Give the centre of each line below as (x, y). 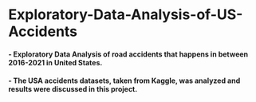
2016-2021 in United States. (55, 62)
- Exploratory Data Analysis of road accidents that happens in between (128, 54)
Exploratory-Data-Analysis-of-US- (126, 15)
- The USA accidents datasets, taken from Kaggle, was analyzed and (124, 80)
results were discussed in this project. (73, 89)
